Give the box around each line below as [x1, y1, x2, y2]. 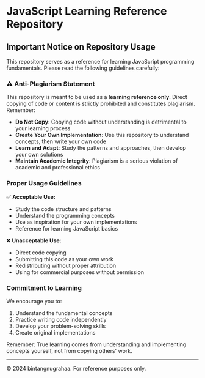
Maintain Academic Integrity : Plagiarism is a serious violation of [15, 157, 178, 165]
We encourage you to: [6, 297, 62, 305]
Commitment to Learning [6, 283, 82, 292]
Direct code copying [15, 249, 67, 256]
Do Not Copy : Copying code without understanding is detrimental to [15, 118, 187, 126]
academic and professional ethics [15, 164, 101, 171]
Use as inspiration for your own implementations [15, 218, 137, 226]
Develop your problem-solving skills [15, 322, 106, 330]
